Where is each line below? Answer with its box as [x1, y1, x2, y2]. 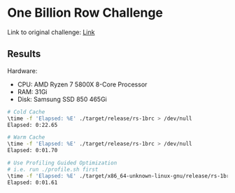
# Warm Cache [7, 134, 45, 141]
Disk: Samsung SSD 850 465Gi [17, 95, 107, 103]
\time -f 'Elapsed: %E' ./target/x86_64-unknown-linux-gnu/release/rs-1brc [7, 172, 233, 179]
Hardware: [7, 66, 38, 75]
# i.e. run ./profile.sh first [7, 166, 99, 173]
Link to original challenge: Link [7, 28, 95, 36]
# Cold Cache [7, 108, 45, 116]
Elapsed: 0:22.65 [7, 121, 58, 128]
